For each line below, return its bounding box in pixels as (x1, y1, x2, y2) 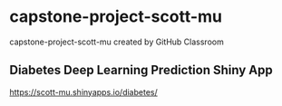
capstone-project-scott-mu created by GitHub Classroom (9, 36, 224, 47)
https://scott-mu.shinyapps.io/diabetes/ (9, 86, 158, 97)
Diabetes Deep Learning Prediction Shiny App (9, 63, 274, 78)
